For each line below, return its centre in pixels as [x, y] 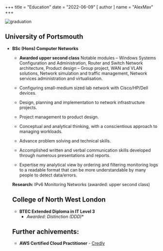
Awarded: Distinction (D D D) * [55, 216]
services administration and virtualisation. [61, 78]
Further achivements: [45, 232]
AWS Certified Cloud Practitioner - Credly [62, 243]
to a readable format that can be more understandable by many [83, 170]
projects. [28, 107]
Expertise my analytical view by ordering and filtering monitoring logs [89, 165]
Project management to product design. [59, 117]
